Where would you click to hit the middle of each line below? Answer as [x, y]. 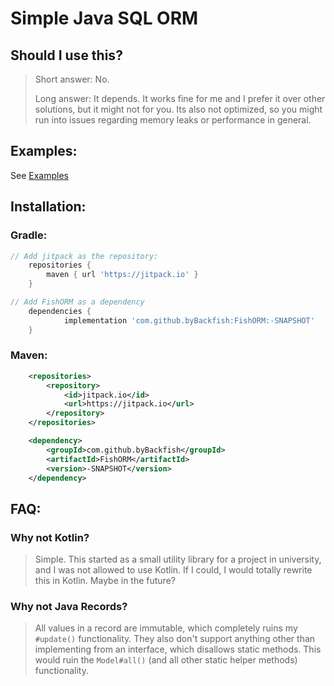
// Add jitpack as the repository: [84, 256]
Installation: [48, 207]
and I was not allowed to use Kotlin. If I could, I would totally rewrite [173, 570]
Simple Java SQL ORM [104, 18]
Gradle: [29, 235]
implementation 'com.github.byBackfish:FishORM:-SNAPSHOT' [189, 320]
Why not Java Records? [69, 607]
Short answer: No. [72, 79]
